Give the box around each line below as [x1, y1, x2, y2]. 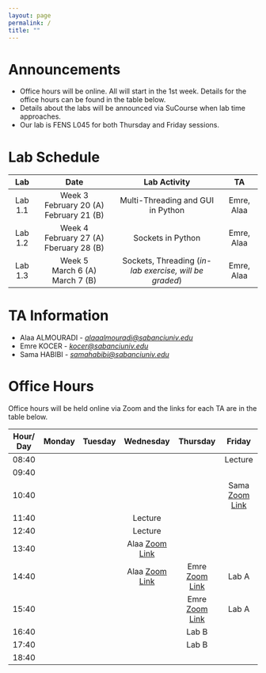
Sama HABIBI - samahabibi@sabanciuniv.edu [19, 350, 170, 359]
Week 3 [59, 190, 89, 201]
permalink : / [8, 19, 51, 27]
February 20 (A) [44, 200, 104, 211]
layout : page [8, 11, 51, 20]
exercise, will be [143, 265, 204, 276]
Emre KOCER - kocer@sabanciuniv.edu [19, 341, 149, 351]
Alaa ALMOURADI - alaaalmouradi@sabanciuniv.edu [19, 333, 193, 343]
